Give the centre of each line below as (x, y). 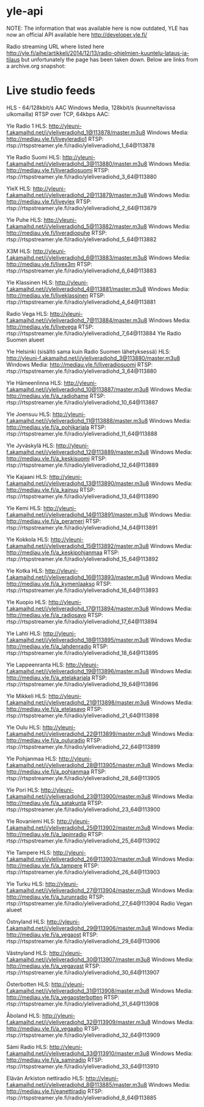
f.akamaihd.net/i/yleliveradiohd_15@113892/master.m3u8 (78, 546)
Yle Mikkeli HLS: (27, 696)
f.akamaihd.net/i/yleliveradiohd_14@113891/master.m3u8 (77, 514)
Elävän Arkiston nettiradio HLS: (45, 1078)
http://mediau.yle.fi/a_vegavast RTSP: (53, 966)
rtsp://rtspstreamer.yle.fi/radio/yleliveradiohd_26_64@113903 (83, 872)
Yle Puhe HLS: (24, 220)
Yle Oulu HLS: (24, 727)
